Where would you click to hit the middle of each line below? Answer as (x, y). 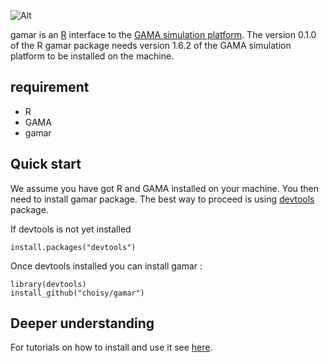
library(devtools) (48, 284)
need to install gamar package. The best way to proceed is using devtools (162, 199)
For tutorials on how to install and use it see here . (111, 347)
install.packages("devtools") (73, 247)
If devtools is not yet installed (71, 229)
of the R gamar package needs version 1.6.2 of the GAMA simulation (151, 45)
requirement (50, 87)
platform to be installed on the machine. (92, 56)
